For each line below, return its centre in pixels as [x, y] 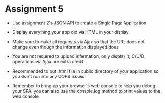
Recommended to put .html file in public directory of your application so [85, 71]
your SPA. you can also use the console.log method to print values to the [86, 91]
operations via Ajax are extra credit [48, 61]
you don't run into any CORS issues [48, 76]
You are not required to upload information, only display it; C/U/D [78, 56]
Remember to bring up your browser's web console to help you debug [84, 86]
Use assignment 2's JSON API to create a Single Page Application [79, 23]
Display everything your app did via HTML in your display [71, 32]
